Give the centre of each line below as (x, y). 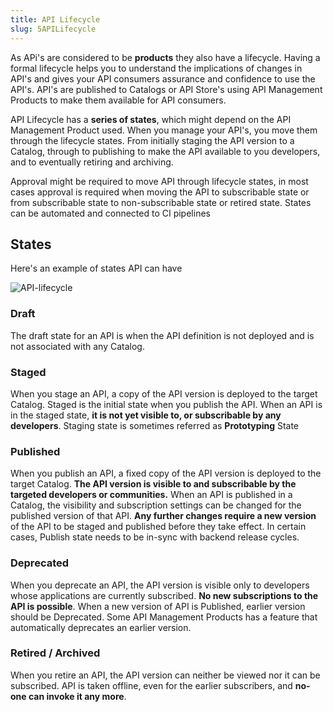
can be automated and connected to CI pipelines (110, 213)
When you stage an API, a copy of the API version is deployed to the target (164, 393)
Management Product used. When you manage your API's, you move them (164, 130)
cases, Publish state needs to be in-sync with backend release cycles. (155, 537)
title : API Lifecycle (55, 19)
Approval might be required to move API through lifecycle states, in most (159, 181)
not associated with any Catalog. (77, 346)
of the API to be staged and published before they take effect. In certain (158, 527)
